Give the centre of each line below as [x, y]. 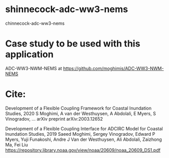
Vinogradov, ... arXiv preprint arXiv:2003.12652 [54, 119]
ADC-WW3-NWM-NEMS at [34, 68]
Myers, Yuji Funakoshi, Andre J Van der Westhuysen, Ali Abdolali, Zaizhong [83, 139]
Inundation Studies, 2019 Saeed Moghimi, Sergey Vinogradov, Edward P [80, 134]
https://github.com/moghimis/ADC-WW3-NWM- [113, 68]
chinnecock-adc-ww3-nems [35, 23]
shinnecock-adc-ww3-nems [67, 9]
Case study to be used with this [73, 44]
